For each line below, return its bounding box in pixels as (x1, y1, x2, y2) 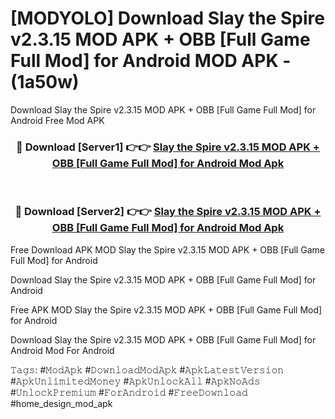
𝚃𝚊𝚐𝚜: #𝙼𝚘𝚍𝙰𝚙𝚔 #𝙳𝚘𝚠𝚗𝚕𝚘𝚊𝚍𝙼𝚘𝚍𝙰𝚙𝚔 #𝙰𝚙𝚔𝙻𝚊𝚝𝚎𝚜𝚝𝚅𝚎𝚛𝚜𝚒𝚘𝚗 (10, 363, 285, 376)
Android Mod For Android (10, 344, 115, 356)
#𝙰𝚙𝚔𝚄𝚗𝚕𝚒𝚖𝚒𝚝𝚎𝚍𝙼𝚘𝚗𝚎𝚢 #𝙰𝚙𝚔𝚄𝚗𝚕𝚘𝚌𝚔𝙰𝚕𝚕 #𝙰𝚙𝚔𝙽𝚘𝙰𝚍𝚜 (10, 375, 261, 387)
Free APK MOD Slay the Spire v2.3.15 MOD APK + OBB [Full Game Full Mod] (10, 303, 323, 316)
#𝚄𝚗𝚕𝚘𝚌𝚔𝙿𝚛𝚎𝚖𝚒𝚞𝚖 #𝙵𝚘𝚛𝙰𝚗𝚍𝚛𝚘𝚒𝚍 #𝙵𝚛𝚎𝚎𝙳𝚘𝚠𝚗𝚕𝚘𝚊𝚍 (10, 386, 248, 398)
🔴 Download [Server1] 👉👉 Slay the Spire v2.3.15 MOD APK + (16, 140, 320, 154)
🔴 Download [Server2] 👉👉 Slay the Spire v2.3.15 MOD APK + (14, 205, 322, 219)
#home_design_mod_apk (10, 397, 113, 409)
